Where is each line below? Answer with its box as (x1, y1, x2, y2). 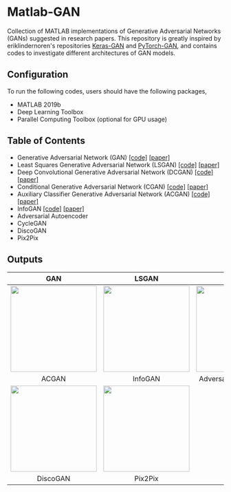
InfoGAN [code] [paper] (16, 204, 85, 213)
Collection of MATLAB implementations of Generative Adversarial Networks (7, 27, 221, 35)
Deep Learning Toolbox (16, 107, 84, 116)
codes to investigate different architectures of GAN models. (7, 49, 175, 57)
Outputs (7, 253, 43, 265)
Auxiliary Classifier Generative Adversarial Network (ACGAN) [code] (16, 190, 210, 198)
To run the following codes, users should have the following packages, (7, 87, 208, 95)
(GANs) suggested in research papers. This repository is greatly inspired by (7, 34, 221, 42)
